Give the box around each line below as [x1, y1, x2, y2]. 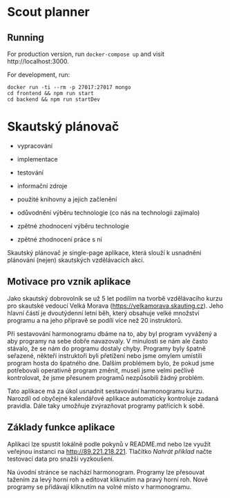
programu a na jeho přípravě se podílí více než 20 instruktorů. [7, 316, 183, 324]
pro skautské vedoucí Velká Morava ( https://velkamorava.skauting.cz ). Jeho [7, 301, 224, 310]
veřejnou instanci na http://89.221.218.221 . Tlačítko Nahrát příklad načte [7, 447, 212, 455]
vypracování [17, 141, 53, 150]
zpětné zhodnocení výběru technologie [17, 221, 130, 230]
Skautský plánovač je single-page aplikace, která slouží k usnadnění [7, 248, 202, 257]
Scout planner [7, 4, 90, 20]
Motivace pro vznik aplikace [7, 276, 131, 288]
